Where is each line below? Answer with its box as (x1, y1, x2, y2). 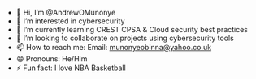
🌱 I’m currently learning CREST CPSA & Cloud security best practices (15, 25, 249, 34)
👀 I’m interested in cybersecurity (15, 16, 125, 26)
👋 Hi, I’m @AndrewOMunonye (15, 8, 116, 17)
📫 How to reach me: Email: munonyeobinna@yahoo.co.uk (15, 43, 212, 52)
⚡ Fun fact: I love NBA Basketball (15, 63, 126, 73)
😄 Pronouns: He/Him (15, 54, 88, 64)
